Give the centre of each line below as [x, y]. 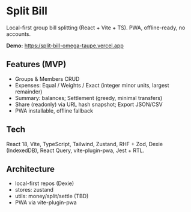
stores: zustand [34, 190]
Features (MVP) [36, 64]
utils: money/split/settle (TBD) [52, 196]
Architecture [31, 169]
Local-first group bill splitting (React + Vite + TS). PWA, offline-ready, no [96, 28]
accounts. [19, 34]
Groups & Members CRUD [47, 78]
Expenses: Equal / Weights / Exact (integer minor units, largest [92, 85]
